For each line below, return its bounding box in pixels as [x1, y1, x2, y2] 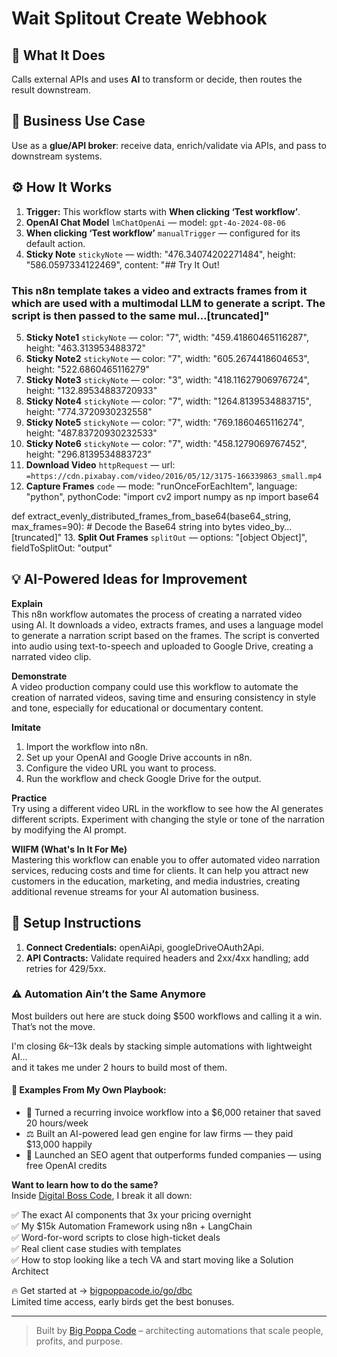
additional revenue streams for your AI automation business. [11, 885, 260, 897]
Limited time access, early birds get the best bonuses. [11, 1296, 235, 1308]
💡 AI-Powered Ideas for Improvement [11, 571, 248, 588]
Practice [11, 792, 48, 804]
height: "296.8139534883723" [25, 448, 152, 460]
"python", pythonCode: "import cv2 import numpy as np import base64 [25, 490, 319, 502]
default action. [25, 237, 86, 249]
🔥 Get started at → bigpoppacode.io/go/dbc [11, 1285, 193, 1297]
